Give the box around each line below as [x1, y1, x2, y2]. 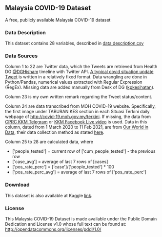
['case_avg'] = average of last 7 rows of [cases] [12, 159, 108, 165]
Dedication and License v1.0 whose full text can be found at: [5, 221, 126, 227]
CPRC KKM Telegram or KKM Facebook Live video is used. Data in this [5, 119, 147, 125]
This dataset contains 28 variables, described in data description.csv [5, 40, 144, 46]
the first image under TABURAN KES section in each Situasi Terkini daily [5, 109, 150, 115]
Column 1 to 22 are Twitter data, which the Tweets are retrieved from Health [5, 64, 158, 70]
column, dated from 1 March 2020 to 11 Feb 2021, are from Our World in [5, 124, 149, 130]
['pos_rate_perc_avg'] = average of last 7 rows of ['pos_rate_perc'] [12, 169, 146, 175]
